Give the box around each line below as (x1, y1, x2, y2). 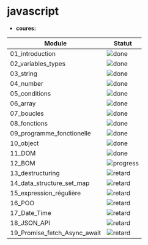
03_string (10, 69, 38, 78)
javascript (7, 4, 59, 18)
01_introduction (10, 49, 56, 58)
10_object (10, 139, 39, 148)
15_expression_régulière (10, 189, 81, 197)
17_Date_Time (10, 208, 51, 217)
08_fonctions (10, 119, 48, 127)
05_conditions (10, 89, 51, 97)
